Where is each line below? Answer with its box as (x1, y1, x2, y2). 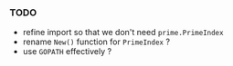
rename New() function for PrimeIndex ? (22, 36, 171, 47)
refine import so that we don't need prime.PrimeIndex (22, 27, 224, 38)
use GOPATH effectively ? (22, 46, 112, 57)
